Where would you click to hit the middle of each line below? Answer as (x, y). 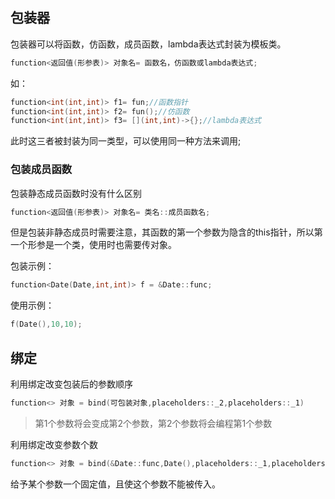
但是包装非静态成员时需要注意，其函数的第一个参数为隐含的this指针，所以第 (166, 232)
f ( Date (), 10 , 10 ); (46, 324)
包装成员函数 (41, 170)
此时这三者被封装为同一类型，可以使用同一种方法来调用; (126, 141)
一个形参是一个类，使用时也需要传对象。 (93, 245)
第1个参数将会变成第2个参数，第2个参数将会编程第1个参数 (153, 423)
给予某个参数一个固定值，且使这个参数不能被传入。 (115, 484)
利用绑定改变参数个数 (54, 444)
